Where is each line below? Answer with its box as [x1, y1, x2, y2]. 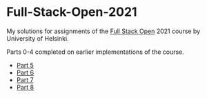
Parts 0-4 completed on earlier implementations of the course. [6, 48, 184, 56]
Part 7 [16, 75, 34, 84]
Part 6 [16, 68, 34, 77]
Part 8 [16, 83, 34, 91]
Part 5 [16, 61, 34, 69]
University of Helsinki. [6, 34, 70, 42]
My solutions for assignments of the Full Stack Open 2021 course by [6, 27, 201, 35]
